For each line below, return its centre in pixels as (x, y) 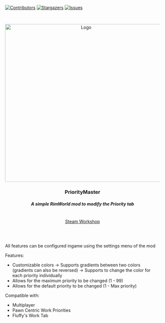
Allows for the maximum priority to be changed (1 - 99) (68, 281)
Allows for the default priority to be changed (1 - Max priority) (74, 286)
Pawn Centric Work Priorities (41, 310)
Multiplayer (24, 305)
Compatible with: (22, 295)
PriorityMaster (82, 192)
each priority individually (37, 275)
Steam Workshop (82, 221)
